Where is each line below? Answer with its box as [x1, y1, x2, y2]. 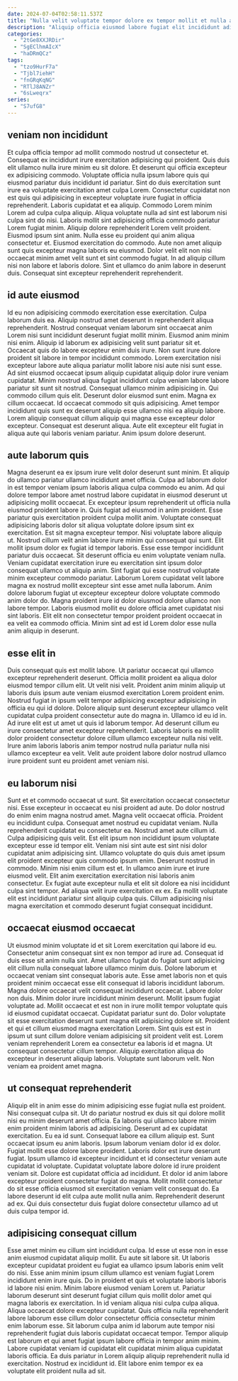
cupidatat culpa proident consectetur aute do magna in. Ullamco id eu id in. [7, 711, 227, 720]
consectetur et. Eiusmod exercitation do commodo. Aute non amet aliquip [7, 239, 222, 247]
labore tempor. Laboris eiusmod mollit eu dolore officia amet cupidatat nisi [7, 604, 225, 613]
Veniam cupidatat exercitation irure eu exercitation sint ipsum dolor [7, 559, 203, 567]
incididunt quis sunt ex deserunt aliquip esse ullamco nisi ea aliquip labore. [7, 406, 226, 415]
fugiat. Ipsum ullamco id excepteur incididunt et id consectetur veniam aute [7, 1154, 227, 1162]
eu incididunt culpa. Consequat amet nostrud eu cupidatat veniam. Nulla [7, 818, 218, 827]
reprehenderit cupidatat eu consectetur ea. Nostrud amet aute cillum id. [7, 826, 217, 834]
